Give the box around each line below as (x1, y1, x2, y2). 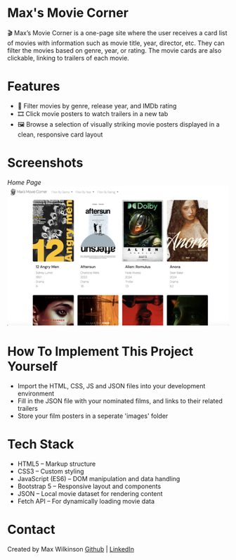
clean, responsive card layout (17, 130, 103, 139)
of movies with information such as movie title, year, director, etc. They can (7, 39, 225, 47)
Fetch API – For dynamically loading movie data (17, 497, 155, 505)
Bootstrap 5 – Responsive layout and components (17, 482, 162, 490)
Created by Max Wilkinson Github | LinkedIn (7, 545, 135, 553)
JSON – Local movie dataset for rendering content (17, 489, 163, 497)
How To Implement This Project (7, 343, 194, 359)
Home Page (7, 178, 42, 186)
